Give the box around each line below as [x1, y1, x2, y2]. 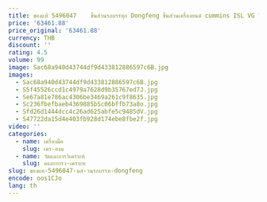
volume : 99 [8, 56, 44, 64]
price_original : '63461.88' [8, 26, 102, 34]
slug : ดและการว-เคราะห [22, 160, 86, 168]
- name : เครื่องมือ [15, 137, 64, 146]
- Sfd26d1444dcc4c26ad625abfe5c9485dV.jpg [15, 108, 158, 116]
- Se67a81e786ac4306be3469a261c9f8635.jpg [15, 93, 158, 101]
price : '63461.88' [8, 19, 69, 27]
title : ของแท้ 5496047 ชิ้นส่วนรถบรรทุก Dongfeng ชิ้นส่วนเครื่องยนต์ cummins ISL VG [8, 11, 255, 20]
